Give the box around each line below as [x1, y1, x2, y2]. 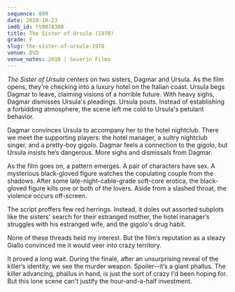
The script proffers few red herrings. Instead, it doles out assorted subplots [7, 204, 225, 214]
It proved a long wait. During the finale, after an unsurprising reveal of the [7, 254, 219, 263]
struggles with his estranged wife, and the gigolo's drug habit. [7, 220, 186, 228]
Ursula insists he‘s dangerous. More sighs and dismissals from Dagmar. [7, 148, 213, 156]
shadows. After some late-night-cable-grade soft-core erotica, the [7, 176, 199, 185]
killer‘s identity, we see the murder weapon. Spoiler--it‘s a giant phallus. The [7, 262, 226, 270]
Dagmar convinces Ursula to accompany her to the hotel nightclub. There [7, 125, 219, 134]
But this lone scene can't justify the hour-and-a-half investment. [7, 277, 192, 285]
